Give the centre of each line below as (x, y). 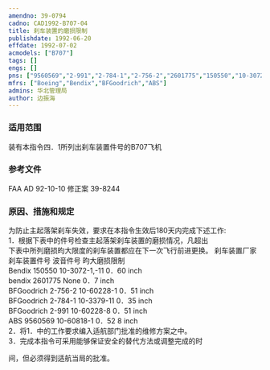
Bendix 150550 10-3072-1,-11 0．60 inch (75, 271)
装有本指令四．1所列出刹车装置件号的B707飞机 (85, 146)
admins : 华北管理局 (38, 90)
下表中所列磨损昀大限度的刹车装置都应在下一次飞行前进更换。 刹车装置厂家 (133, 251)
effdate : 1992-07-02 (43, 46)
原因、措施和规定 (41, 212)
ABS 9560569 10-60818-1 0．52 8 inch (73, 321)
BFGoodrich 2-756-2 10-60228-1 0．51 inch (81, 291)
